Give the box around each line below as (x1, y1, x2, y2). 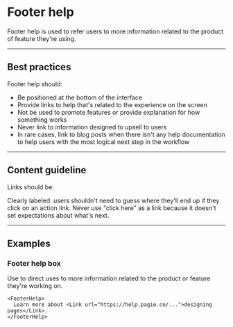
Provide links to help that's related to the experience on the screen (17, 100, 208, 109)
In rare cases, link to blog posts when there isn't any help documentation (17, 130, 225, 138)
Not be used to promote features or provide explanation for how (17, 108, 200, 116)
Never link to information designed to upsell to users (17, 122, 167, 131)
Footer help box (7, 258, 61, 268)
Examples (7, 237, 51, 249)
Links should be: (7, 182, 54, 191)
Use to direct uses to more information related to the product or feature (7, 274, 211, 282)
